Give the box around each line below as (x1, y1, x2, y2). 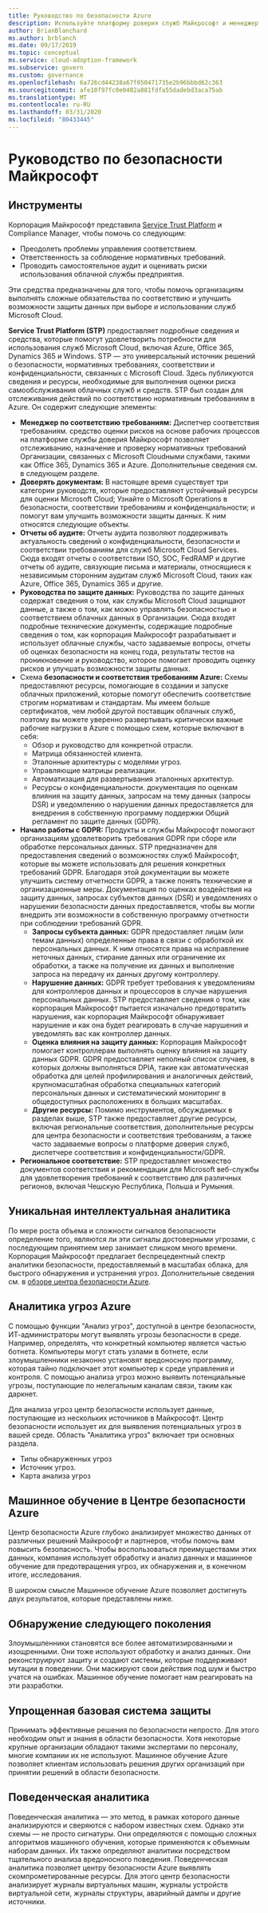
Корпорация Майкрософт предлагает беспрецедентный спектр (8, 1251, 226, 1260)
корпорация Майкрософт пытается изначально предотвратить (31, 1003, 246, 1013)
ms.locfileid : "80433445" (8, 116, 94, 124)
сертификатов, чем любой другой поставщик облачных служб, (19, 706, 236, 716)
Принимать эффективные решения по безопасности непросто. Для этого (8, 1724, 259, 1734)
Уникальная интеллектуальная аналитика (8, 1205, 231, 1218)
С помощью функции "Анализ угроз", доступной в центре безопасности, (8, 1321, 257, 1331)
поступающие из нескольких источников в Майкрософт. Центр (8, 1413, 224, 1423)
